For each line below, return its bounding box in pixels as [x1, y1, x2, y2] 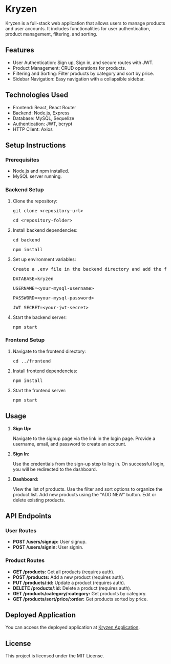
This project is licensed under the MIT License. [5, 653, 104, 659]
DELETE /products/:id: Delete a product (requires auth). [12, 585, 132, 591]
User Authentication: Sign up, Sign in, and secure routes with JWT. [12, 59, 154, 66]
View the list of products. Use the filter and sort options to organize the [12, 486, 163, 492]
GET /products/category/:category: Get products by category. [12, 590, 147, 596]
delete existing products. [12, 497, 66, 503]
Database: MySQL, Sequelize [12, 115, 75, 121]
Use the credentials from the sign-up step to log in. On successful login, [12, 460, 165, 467]
